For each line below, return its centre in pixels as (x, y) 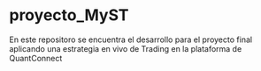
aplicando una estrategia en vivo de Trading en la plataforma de (126, 48)
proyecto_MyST (69, 15)
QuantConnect (36, 58)
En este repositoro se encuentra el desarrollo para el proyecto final (131, 39)
